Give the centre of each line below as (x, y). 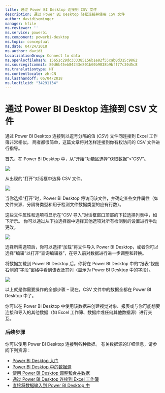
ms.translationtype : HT (30, 70)
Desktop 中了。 (21, 295)
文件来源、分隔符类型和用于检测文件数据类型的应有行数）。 (65, 204)
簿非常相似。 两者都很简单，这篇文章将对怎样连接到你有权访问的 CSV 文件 (81, 142)
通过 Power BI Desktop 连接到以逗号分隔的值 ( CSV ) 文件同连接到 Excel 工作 (82, 136)
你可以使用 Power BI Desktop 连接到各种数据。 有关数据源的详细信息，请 (79, 344)
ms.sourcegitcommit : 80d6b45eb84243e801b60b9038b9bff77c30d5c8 (71, 65)
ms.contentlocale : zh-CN (31, 74)
